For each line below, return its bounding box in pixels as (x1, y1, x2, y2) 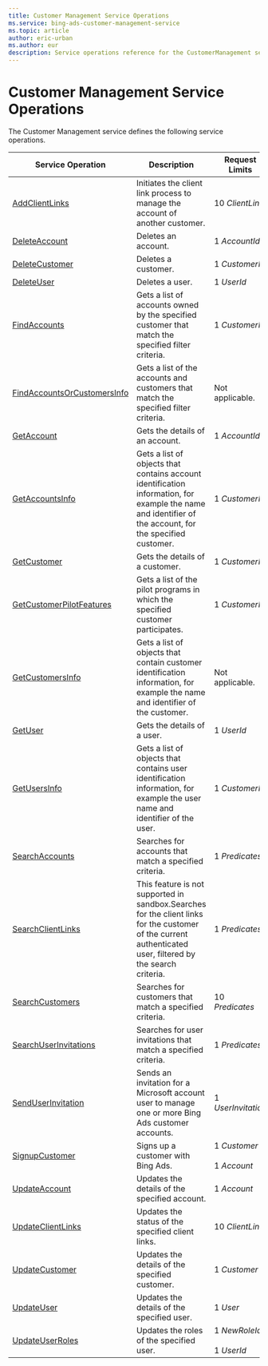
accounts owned (136, 299, 199, 310)
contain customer (136, 657, 203, 668)
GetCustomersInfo (12, 672, 81, 683)
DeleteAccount (12, 235, 69, 246)
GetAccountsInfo (12, 493, 76, 504)
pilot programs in (136, 584, 200, 595)
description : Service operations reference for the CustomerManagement (8, 49, 251, 57)
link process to (136, 187, 191, 198)
